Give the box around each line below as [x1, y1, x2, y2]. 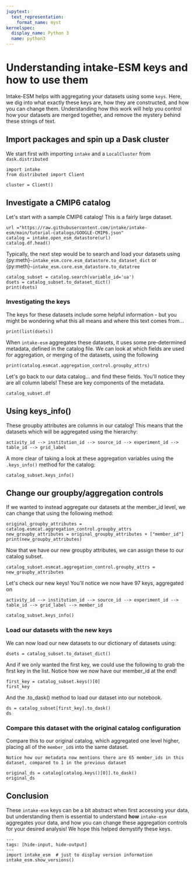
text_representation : [11, 14, 64, 20]
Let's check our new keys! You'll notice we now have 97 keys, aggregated [6, 580, 184, 587]
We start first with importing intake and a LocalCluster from [6, 150, 151, 157]
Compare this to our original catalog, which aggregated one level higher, [6, 737, 180, 744]
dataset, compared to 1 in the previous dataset [6, 760, 127, 766]
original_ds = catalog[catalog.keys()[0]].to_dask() [6, 770, 137, 776]
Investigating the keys [6, 298, 71, 306]
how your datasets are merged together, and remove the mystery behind [6, 111, 181, 118]
